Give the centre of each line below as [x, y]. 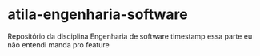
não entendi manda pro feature [58, 44]
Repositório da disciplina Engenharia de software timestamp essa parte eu [130, 36]
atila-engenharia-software [98, 15]
